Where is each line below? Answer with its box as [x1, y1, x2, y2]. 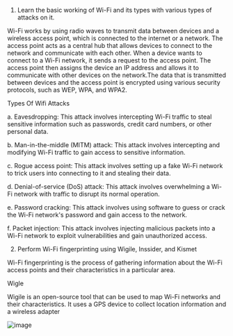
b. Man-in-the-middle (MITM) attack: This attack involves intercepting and [7, 141, 220, 149]
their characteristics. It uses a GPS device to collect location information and [7, 300, 227, 308]
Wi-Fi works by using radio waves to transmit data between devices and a [7, 27, 220, 35]
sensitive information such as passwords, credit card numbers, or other [7, 120, 212, 128]
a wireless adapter [7, 308, 61, 315]
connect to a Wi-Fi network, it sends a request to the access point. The [7, 56, 211, 65]
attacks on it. [17, 13, 55, 22]
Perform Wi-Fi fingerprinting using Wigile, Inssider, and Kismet [17, 245, 197, 253]
